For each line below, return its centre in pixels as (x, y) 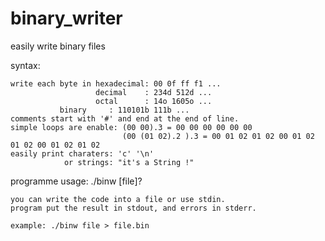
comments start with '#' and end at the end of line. (125, 118)
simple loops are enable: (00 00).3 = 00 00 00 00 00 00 (131, 127)
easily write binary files (58, 46)
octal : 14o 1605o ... (154, 101)
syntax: (25, 65)
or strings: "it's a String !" (129, 162)
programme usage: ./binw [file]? (76, 181)
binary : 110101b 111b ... (124, 110)
